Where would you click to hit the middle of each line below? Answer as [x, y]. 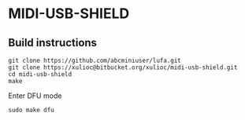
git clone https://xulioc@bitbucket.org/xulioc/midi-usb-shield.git [123, 67]
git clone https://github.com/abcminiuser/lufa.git [95, 60]
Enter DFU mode [35, 96]
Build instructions [52, 43]
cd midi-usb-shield [40, 75]
